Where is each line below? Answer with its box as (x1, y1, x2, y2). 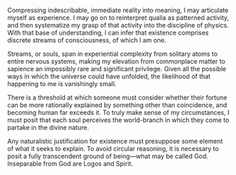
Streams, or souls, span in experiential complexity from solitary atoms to (7, 49, 218, 58)
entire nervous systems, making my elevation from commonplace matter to (7, 57, 226, 66)
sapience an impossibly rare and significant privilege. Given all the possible (7, 65, 227, 73)
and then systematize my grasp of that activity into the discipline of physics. (7, 21, 229, 29)
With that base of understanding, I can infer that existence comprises (7, 28, 209, 37)
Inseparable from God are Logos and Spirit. (7, 159, 134, 168)
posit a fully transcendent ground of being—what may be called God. (7, 152, 208, 160)
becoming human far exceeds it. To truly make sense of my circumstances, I (7, 109, 230, 116)
